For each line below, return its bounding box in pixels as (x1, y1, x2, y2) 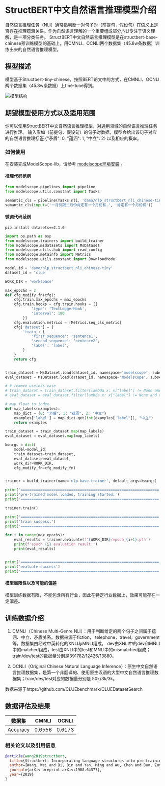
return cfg (14, 356, 36, 362)
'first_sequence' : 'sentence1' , (31, 334, 98, 339)
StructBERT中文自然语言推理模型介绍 (5, 4, 157, 16)
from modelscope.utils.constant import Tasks (5, 189, 100, 194)
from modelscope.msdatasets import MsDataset (5, 243, 100, 248)
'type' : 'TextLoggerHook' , (31, 307, 87, 312)
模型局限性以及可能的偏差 (5, 580, 57, 586)
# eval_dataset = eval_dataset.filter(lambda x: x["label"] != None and (5, 393, 157, 398)
